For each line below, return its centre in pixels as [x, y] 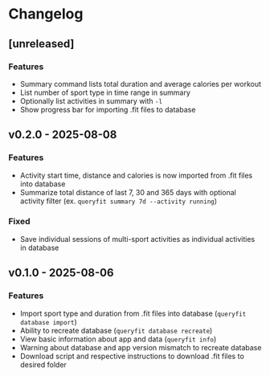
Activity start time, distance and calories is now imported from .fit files [136, 175]
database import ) [49, 321]
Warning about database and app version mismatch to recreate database [141, 347]
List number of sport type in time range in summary [105, 92]
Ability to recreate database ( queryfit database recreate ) [116, 330]
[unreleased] [41, 44]
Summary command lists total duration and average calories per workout [141, 84]
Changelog [46, 14]
